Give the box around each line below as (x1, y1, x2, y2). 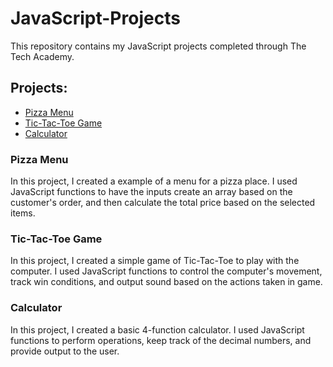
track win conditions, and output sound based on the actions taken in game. (10, 276, 323, 288)
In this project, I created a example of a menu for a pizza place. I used (10, 175, 298, 187)
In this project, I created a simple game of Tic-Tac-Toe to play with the (10, 255, 300, 267)
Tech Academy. (10, 50, 75, 62)
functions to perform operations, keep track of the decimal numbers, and (10, 334, 312, 346)
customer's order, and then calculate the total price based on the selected (10, 197, 316, 209)
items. (10, 207, 36, 219)
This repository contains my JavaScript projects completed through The (10, 40, 307, 52)
